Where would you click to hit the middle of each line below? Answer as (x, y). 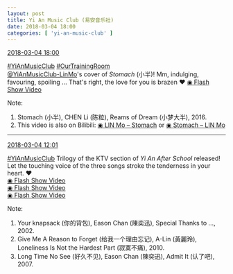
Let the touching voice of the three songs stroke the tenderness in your (109, 166)
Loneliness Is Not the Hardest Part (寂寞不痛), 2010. (91, 248)
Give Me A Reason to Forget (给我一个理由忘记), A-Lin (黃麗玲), (107, 239)
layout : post (26, 14)
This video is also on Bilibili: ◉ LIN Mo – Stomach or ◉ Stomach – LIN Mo (121, 125)
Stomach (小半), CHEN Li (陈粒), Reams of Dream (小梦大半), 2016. (112, 117)
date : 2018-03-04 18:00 (42, 26)
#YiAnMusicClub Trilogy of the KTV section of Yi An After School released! (114, 159)
